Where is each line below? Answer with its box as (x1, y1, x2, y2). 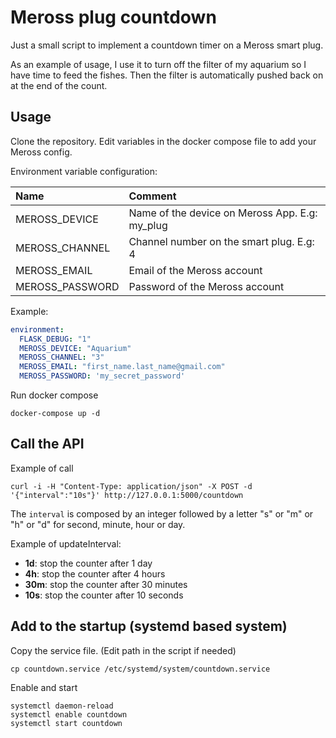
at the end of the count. (10, 79, 108, 91)
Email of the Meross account (128, 263, 263, 277)
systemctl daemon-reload (10, 701, 114, 711)
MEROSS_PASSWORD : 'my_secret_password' (19, 371, 186, 381)
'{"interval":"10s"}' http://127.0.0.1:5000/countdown (10, 490, 244, 500)
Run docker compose (10, 389, 99, 401)
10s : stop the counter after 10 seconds (24, 589, 184, 601)
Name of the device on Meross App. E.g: (128, 206, 318, 220)
